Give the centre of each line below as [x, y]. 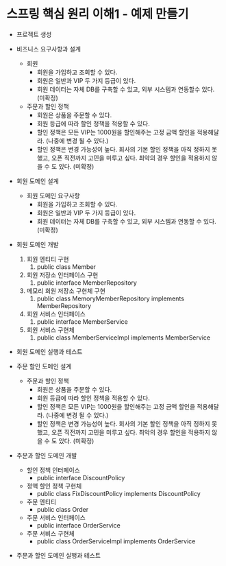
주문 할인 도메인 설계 [44, 366]
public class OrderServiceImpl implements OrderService [116, 541]
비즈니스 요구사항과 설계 [49, 49]
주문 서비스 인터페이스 [56, 517]
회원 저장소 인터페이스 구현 [62, 274]
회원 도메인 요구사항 [53, 196]
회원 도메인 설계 [37, 181]
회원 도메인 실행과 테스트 [49, 351]
